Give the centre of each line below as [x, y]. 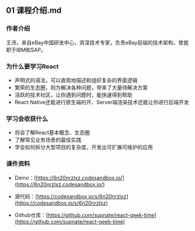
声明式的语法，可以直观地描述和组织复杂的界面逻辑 [76, 80]
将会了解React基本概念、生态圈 [52, 133]
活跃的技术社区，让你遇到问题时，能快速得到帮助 [73, 95]
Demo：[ [25, 178]
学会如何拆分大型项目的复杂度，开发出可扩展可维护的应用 [83, 147]
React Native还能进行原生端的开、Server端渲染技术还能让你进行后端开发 [102, 102]
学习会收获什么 [27, 119]
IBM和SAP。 [31, 50]
